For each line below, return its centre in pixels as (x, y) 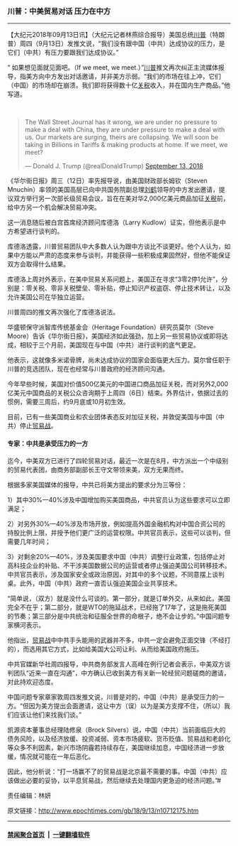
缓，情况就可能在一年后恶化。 (51, 756)
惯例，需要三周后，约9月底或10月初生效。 (68, 402)
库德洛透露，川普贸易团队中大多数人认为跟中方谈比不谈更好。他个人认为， (116, 246)
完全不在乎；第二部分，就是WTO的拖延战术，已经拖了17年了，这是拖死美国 (117, 607)
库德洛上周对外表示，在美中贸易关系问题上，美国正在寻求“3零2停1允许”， (114, 279)
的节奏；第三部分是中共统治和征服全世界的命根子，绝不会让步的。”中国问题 (116, 616)
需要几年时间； (29, 541)
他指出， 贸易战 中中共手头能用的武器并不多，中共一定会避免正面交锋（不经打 (119, 640)
